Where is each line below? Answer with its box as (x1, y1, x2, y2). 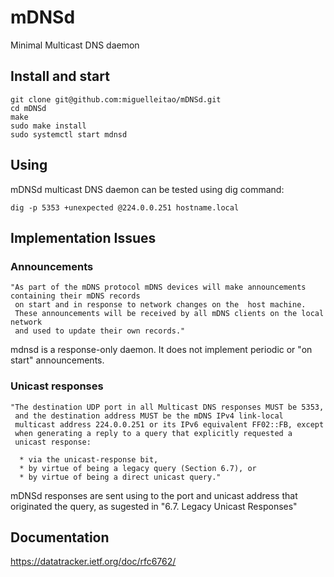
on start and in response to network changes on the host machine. (14, 300, 307, 310)
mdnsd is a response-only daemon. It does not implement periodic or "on (10, 344, 313, 356)
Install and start (10, 68, 110, 85)
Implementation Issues (10, 229, 157, 246)
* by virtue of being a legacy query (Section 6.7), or (19, 463, 257, 473)
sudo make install (10, 121, 87, 131)
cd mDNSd (10, 103, 47, 113)
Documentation (10, 529, 110, 546)
